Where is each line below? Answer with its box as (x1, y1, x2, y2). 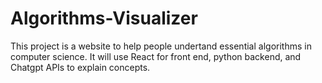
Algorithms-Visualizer (10, 7, 198, 30)
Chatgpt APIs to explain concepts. (10, 61, 151, 73)
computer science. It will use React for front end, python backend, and (10, 50, 302, 62)
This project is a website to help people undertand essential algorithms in (10, 40, 312, 52)
